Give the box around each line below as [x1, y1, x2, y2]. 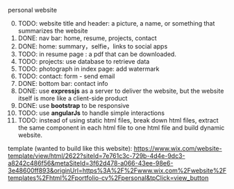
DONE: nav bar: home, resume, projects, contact [17, 34, 157, 42]
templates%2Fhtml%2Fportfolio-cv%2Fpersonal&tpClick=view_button [8, 174, 209, 182]
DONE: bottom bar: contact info [17, 80, 108, 87]
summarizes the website [17, 27, 88, 35]
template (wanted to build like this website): [8, 145, 133, 152]
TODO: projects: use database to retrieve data [17, 57, 150, 65]
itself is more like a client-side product [17, 94, 128, 102]
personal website [8, 6, 58, 14]
